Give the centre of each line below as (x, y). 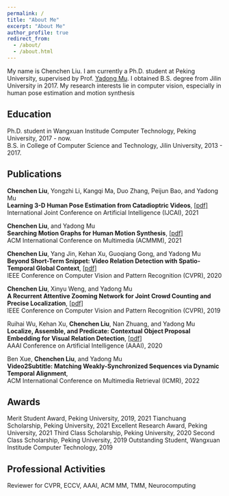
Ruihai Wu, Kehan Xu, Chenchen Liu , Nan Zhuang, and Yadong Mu (101, 324)
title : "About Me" (33, 20)
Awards (24, 402)
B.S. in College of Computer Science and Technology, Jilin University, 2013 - (115, 145)
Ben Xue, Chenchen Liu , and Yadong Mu (65, 358)
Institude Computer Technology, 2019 (60, 447)
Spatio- (189, 261)
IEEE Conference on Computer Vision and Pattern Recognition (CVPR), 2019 (114, 310)
